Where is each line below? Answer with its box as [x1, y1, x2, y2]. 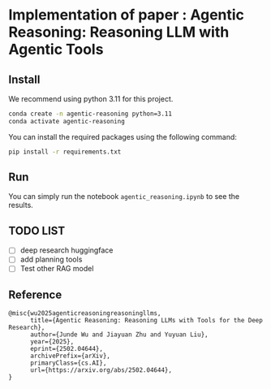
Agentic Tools [8, 41, 104, 58]
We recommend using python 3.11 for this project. [8, 94, 174, 103]
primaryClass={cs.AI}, [29, 359, 107, 367]
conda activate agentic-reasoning [8, 117, 126, 125]
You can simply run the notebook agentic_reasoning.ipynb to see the [8, 192, 240, 201]
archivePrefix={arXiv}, [29, 352, 111, 361]
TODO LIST [8, 223, 66, 237]
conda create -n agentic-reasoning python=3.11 [8, 110, 173, 118]
